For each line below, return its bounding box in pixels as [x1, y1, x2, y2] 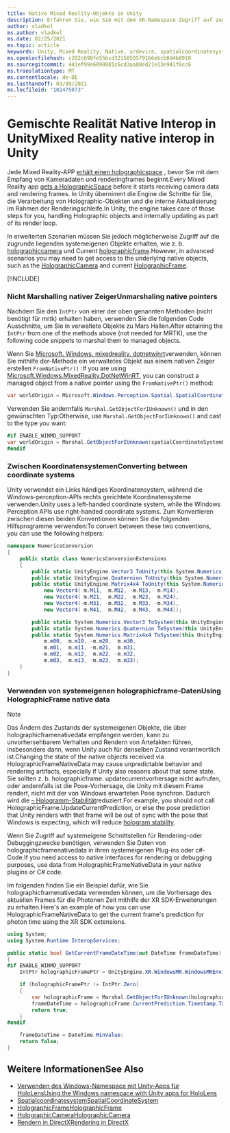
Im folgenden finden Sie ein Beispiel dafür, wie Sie [7, 881, 149, 889]
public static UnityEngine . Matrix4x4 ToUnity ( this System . [31, 581, 204, 588]
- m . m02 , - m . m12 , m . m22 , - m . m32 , [40, 651, 136, 658]
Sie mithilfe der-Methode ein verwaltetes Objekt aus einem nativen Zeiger [7, 357, 215, 366]
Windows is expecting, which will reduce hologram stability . [7, 818, 176, 826]
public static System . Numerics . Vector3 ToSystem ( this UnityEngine [31, 619, 225, 625]
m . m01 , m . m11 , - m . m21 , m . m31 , [43, 644, 136, 652]
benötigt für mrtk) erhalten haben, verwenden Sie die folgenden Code [7, 315, 204, 323]
